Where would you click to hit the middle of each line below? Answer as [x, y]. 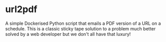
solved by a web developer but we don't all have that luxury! [68, 34]
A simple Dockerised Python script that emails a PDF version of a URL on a [83, 23]
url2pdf [21, 9]
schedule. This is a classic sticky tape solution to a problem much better [80, 28]
